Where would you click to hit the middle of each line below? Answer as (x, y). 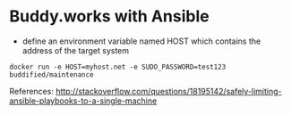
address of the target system (76, 50)
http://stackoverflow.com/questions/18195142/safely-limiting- (168, 91)
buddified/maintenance (51, 74)
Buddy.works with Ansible (109, 16)
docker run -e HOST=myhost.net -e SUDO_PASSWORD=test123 (118, 67)
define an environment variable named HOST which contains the (141, 41)
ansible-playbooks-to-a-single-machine (83, 101)
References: (31, 91)
